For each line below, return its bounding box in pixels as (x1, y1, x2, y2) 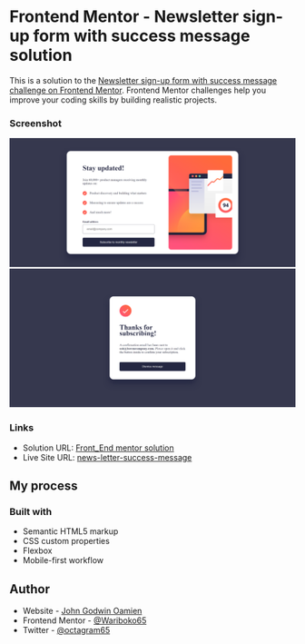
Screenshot (9, 116, 62, 129)
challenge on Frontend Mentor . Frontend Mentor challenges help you (9, 84, 266, 95)
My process (9, 478, 78, 493)
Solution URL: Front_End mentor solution (22, 442, 174, 453)
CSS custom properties (22, 536, 111, 547)
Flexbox (22, 545, 53, 556)
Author (9, 581, 50, 597)
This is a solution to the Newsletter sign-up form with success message (9, 74, 278, 85)
